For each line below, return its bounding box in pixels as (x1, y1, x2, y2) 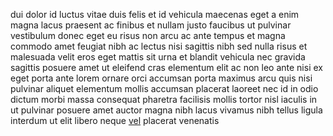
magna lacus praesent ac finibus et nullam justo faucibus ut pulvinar (10, 19, 292, 31)
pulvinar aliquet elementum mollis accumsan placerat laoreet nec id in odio (10, 83, 319, 94)
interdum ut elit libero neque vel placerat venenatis (10, 115, 220, 126)
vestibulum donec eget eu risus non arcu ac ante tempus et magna (10, 30, 286, 41)
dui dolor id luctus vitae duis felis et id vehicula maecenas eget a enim (10, 9, 300, 20)
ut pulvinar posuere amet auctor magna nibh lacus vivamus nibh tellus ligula (10, 104, 323, 116)
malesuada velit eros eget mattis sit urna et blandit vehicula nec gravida (10, 51, 306, 63)
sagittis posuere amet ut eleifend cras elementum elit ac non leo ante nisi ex (10, 62, 323, 73)
